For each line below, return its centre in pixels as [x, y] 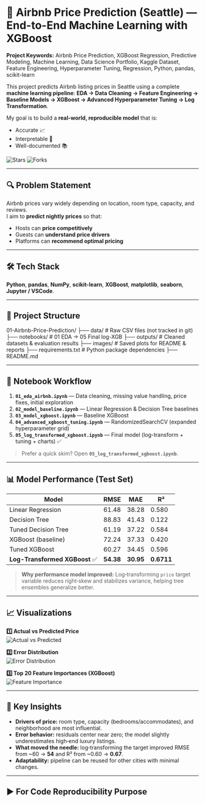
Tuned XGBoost [32, 549]
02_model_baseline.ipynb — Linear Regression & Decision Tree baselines [107, 409]
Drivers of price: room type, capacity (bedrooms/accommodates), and [104, 721]
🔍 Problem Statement [49, 185]
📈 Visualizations [39, 613]
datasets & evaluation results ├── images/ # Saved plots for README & [96, 344]
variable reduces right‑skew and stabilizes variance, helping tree [103, 581]
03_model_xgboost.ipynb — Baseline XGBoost [72, 416]
